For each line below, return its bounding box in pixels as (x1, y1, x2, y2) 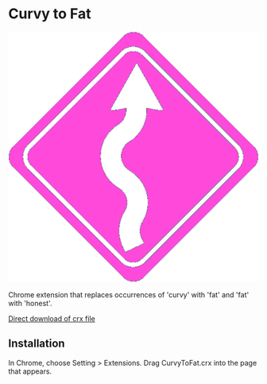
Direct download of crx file (8, 313, 95, 323)
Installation (8, 337, 65, 351)
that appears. (8, 367, 52, 376)
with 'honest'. (8, 298, 52, 308)
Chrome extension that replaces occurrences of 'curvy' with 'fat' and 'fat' (8, 289, 250, 299)
